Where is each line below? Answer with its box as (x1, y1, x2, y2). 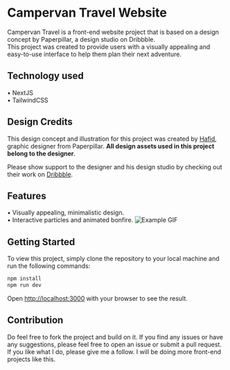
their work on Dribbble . (7, 170, 73, 178)
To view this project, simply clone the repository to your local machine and (7, 255, 220, 263)
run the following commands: (7, 262, 91, 270)
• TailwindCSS (7, 96, 48, 104)
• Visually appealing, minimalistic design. (7, 208, 125, 217)
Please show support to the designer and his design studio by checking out (7, 162, 223, 171)
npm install (7, 276, 42, 283)
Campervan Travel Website (7, 5, 168, 21)
